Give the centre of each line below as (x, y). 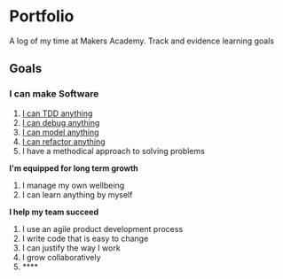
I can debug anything (61, 122)
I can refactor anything (63, 141)
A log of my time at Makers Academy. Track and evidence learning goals (142, 41)
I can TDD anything (57, 113)
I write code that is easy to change (85, 238)
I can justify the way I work (71, 248)
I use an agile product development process (102, 229)
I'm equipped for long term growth (74, 168)
